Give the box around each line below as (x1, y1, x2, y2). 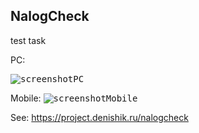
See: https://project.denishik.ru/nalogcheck (10, 111, 189, 123)
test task (10, 34, 47, 46)
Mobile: (10, 92, 42, 104)
